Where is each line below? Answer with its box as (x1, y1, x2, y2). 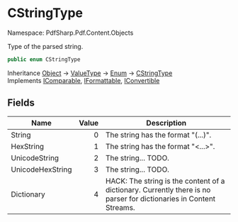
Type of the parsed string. (7, 42, 84, 50)
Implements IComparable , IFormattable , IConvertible (7, 76, 160, 84)
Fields (7, 97, 35, 109)
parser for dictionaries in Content (105, 194, 216, 204)
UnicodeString (11, 152, 59, 162)
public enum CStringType (7, 55, 81, 63)
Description (146, 118, 187, 128)
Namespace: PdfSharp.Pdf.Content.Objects (7, 28, 134, 37)
